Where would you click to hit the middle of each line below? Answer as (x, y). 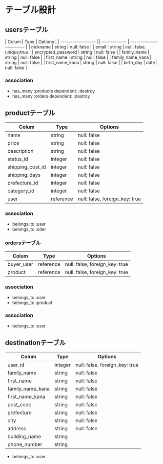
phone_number (25, 444)
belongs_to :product (32, 302)
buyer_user (20, 264)
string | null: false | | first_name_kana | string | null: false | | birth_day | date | (81, 62)
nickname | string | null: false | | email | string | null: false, (89, 47)
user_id (16, 365)
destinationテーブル (35, 342)
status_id (18, 159)
